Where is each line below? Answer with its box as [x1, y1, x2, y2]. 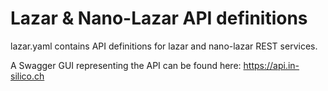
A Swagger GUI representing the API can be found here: [10, 59, 242, 71]
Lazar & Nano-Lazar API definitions [10, 7, 308, 30]
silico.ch [10, 70, 45, 82]
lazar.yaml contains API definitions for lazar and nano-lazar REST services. [10, 40, 318, 52]
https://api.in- [243, 59, 300, 71]
